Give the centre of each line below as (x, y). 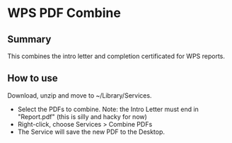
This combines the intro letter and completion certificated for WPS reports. (116, 56)
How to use (33, 78)
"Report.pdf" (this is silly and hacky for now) (82, 116)
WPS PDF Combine (64, 13)
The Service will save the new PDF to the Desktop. (91, 132)
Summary (29, 39)
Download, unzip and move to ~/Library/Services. (80, 95)
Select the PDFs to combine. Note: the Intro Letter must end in (108, 109)
